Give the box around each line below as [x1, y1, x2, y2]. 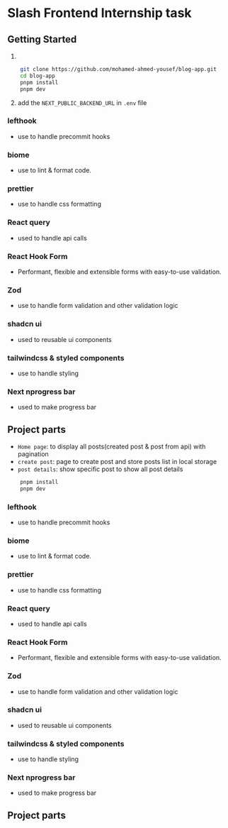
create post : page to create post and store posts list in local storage [17, 457, 217, 465]
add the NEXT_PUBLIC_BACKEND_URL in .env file [17, 98, 147, 107]
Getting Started [7, 33, 77, 45]
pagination [17, 449, 50, 458]
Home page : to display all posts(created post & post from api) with [17, 442, 206, 451]
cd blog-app [20, 72, 55, 79]
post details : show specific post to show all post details [17, 465, 183, 473]
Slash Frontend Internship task [7, 5, 193, 21]
